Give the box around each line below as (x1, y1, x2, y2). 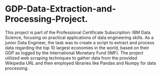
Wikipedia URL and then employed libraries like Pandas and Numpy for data (5, 60, 156, 66)
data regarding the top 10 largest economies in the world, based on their (5, 45, 149, 51)
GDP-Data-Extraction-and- (5, 3, 116, 14)
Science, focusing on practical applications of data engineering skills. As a (5, 35, 154, 40)
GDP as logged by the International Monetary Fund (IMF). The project (5, 50, 144, 56)
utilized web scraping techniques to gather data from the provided (5, 55, 137, 61)
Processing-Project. (5, 13, 88, 25)
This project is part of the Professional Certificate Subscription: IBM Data (5, 29, 151, 35)
